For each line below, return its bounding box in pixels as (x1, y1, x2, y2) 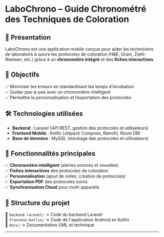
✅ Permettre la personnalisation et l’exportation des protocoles (5, 94, 132, 100)
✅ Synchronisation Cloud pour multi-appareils (5, 184, 100, 190)
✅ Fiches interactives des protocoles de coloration (5, 168, 108, 174)
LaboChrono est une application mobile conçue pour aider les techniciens (5, 46, 154, 52)
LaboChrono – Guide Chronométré (5, 3, 146, 15)
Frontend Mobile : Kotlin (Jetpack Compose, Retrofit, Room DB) (12, 130, 141, 136)
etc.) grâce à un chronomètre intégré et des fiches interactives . (24, 57, 155, 62)
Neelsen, (5, 57, 23, 62)
